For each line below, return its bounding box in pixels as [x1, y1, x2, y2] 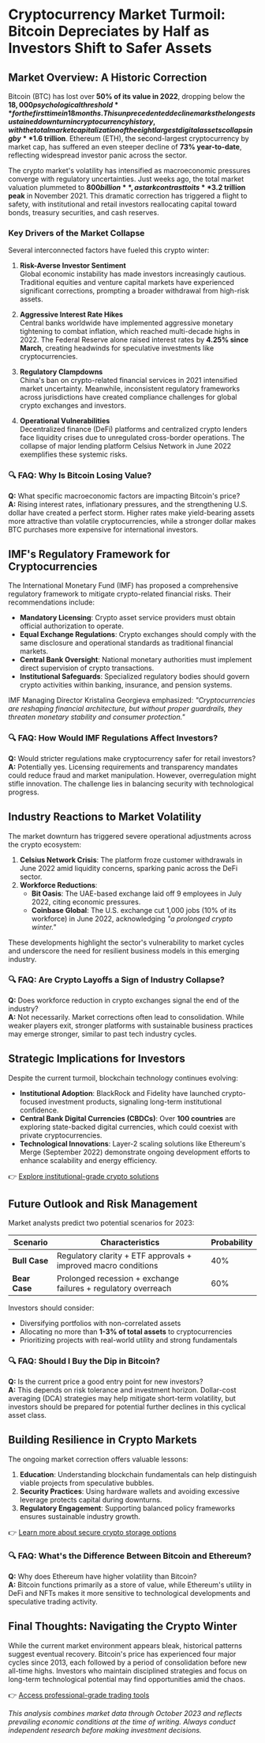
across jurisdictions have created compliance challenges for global [19, 392, 237, 402]
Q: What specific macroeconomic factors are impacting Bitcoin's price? [8, 491, 241, 500]
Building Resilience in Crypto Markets [8, 1434, 197, 1447]
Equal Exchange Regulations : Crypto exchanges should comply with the [19, 630, 256, 639]
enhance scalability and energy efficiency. [19, 1155, 158, 1165]
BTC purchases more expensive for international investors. [8, 525, 199, 534]
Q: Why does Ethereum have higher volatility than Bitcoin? [8, 1571, 197, 1581]
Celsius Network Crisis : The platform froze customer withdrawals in [19, 854, 243, 864]
